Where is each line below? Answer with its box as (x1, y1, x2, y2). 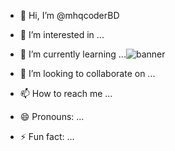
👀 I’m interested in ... (19, 29, 105, 40)
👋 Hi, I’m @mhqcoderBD (19, 10, 120, 21)
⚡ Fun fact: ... (19, 131, 75, 142)
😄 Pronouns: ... (19, 111, 85, 122)
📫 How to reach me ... (19, 88, 113, 99)
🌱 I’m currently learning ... (19, 48, 127, 60)
